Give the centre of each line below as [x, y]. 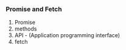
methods [26, 29]
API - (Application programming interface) [67, 35]
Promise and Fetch [34, 9]
